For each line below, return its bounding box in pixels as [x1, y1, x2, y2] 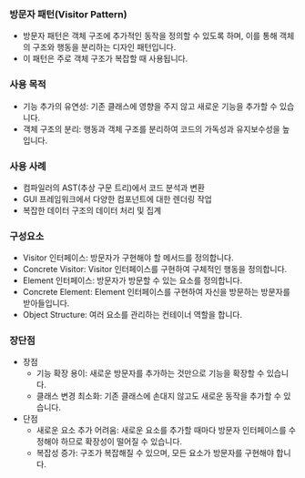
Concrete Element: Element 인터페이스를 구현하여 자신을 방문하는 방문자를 [22, 287, 291, 298]
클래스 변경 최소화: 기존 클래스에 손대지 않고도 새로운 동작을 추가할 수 [36, 391, 282, 402]
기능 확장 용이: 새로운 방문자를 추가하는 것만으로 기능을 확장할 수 [36, 368, 265, 379]
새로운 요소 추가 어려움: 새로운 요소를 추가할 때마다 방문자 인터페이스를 [36, 425, 287, 436]
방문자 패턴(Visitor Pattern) [9, 7, 127, 20]
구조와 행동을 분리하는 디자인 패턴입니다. [32, 42, 177, 53]
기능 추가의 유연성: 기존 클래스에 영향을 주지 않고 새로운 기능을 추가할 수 [22, 100, 278, 111]
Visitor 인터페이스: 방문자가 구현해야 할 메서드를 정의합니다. [22, 252, 234, 263]
